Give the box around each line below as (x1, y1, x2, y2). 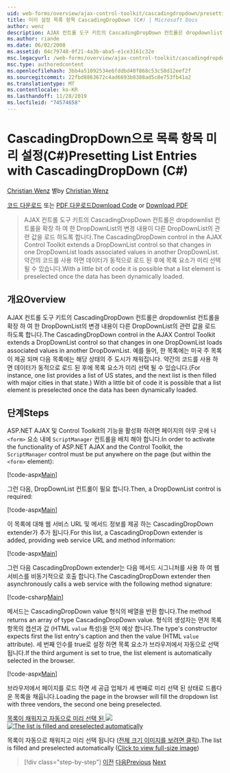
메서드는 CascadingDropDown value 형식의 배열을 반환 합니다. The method (7, 607, 212, 615)
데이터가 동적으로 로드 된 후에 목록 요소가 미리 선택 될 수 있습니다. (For (14, 363, 201, 371)
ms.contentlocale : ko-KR (7, 86, 78, 93)
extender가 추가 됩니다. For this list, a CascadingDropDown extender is (7, 528, 203, 537)
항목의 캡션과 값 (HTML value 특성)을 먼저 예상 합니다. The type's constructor (7, 624, 218, 633)
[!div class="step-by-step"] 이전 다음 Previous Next (23, 758, 166, 766)
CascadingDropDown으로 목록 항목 (7, 131, 203, 147)
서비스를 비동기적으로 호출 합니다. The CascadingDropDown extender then (7, 572, 211, 580)
